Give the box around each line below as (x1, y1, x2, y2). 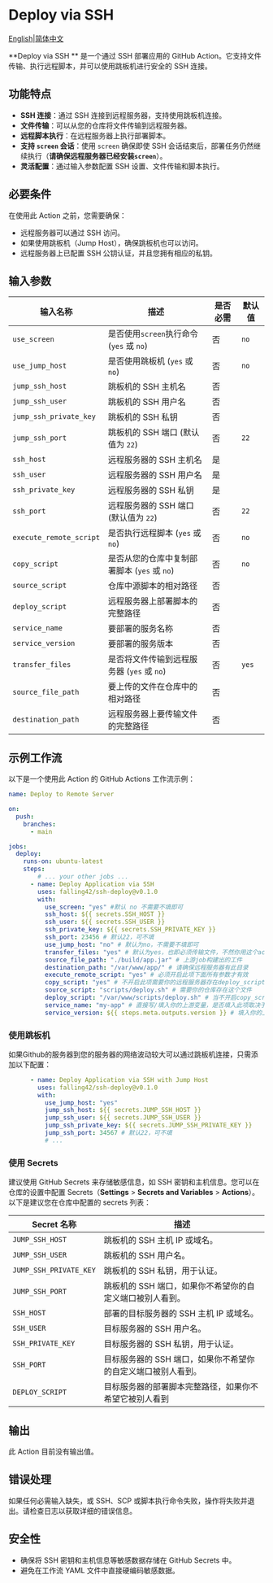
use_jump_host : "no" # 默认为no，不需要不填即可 (44, 940, 199, 948)
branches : (23, 820, 57, 828)
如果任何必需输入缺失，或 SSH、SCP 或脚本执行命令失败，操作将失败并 (8, 1495, 248, 1506)
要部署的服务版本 (107, 639, 173, 650)
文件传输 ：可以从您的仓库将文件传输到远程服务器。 (19, 120, 192, 130)
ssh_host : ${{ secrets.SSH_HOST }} (44, 910, 165, 918)
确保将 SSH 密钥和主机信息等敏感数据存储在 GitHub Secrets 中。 (19, 1555, 236, 1565)
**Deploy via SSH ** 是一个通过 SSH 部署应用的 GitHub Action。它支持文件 (8, 50, 262, 60)
